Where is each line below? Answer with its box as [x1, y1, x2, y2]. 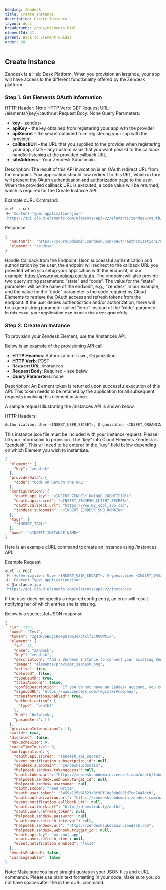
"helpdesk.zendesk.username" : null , [14, 781, 90, 786]
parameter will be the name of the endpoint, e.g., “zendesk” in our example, [5, 283, 160, 289]
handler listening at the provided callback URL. [12, 152, 108, 157]
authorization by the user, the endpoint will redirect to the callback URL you [5, 262, 159, 268]
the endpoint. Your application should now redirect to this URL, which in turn [5, 171, 161, 177]
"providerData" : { [9, 475, 48, 480]
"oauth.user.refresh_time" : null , [14, 837, 85, 842]
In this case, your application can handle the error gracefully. [5, 310, 129, 315]
